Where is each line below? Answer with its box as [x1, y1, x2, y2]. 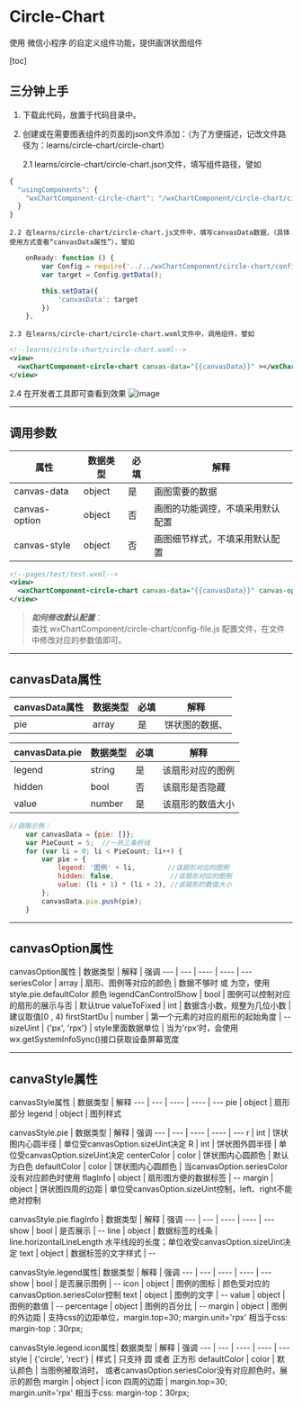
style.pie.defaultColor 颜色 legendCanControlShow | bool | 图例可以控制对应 [9, 989, 290, 1000]
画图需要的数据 [154, 485, 218, 497]
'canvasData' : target [57, 295, 139, 304]
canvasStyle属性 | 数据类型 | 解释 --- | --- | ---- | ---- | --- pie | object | [9, 1097, 272, 1108]
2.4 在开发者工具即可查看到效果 [9, 387, 127, 398]
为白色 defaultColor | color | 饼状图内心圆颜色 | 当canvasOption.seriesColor [9, 1161, 289, 1172]
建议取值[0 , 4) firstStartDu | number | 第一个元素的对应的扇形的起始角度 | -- [9, 1012, 291, 1022]
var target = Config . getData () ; [41, 270, 164, 279]
